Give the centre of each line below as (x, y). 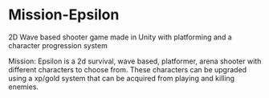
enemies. (23, 87)
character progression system (58, 45)
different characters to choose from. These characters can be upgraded (128, 69)
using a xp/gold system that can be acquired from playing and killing (122, 78)
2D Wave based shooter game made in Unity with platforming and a (120, 37)
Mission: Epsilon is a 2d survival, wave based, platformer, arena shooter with (135, 61)
